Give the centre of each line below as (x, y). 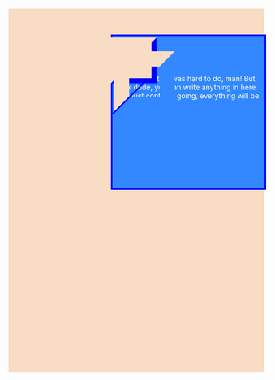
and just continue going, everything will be (188, 95)
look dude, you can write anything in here (187, 87)
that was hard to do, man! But (206, 78)
